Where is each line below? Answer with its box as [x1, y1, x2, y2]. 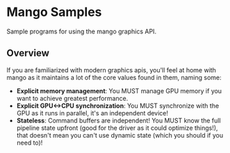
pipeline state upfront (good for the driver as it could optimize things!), [16, 123, 218, 132]
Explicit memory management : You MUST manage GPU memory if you [16, 86, 222, 95]
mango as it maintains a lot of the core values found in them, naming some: [6, 73, 222, 81]
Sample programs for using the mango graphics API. [6, 27, 157, 35]
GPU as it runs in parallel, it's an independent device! [16, 108, 168, 117]
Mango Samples [6, 4, 102, 20]
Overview [6, 47, 50, 59]
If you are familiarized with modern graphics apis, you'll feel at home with [6, 65, 217, 74]
